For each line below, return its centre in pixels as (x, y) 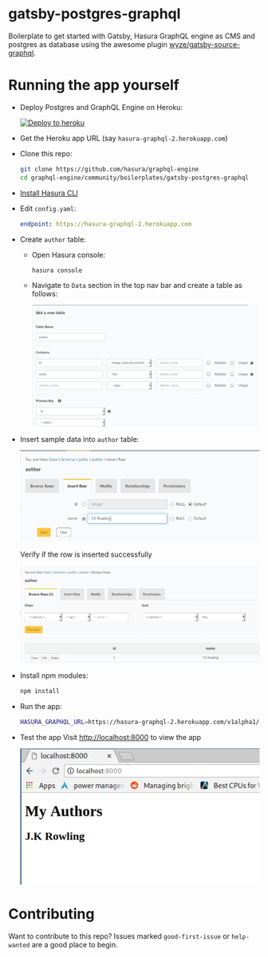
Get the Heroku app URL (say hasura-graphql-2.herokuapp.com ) (124, 138)
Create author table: (53, 239)
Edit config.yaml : (48, 208)
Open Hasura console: (69, 254)
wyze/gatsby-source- (205, 44)
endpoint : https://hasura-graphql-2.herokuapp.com (106, 224)
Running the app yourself (94, 85)
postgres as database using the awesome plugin (88, 44)
